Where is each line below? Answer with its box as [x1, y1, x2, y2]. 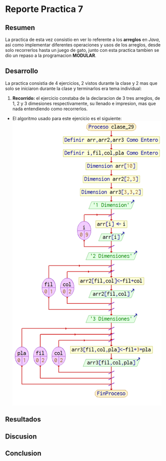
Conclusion [5, 449, 42, 458]
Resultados [5, 415, 41, 424]
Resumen [5, 23, 35, 32]
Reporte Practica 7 [5, 3, 83, 15]
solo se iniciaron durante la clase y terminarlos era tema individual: [5, 85, 142, 91]
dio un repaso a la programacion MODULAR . [5, 52, 96, 58]
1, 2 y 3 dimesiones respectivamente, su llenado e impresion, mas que [12, 100, 156, 106]
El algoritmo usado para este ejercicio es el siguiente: [12, 115, 122, 121]
